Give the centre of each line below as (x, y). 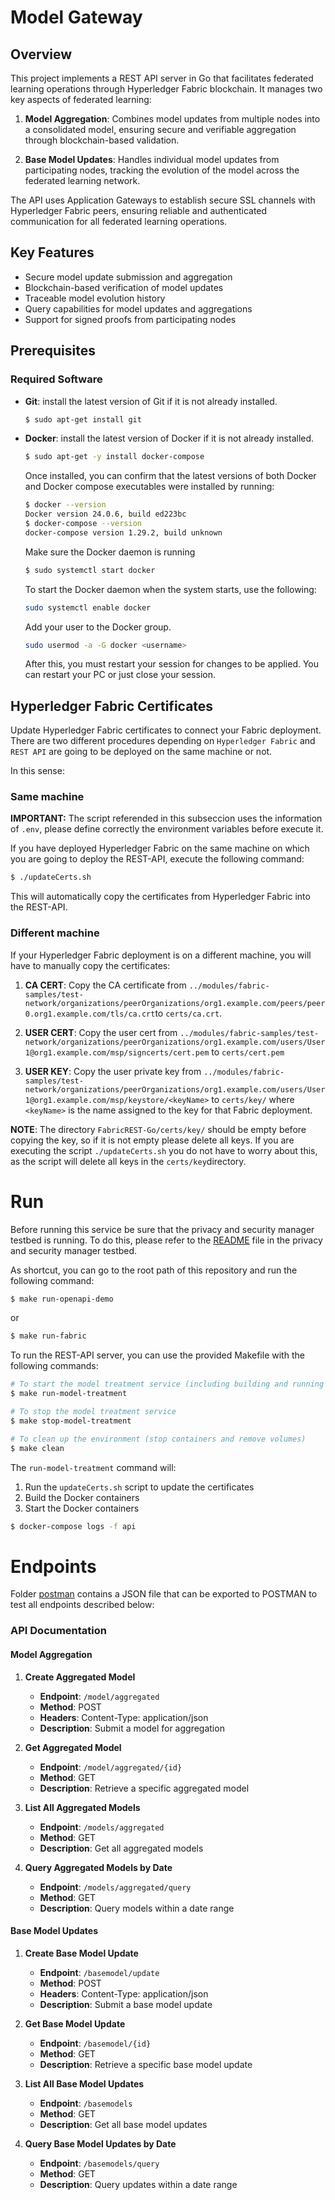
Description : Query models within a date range (137, 1908)
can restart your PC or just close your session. (120, 675)
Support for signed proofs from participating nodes (130, 319)
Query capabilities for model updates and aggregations (138, 308)
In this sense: (37, 771)
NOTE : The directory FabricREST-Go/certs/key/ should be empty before (158, 1129)
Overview (41, 54)
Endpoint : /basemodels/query (99, 2163)
